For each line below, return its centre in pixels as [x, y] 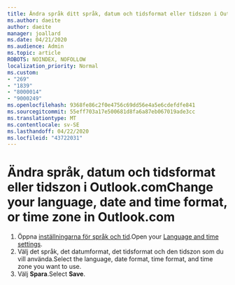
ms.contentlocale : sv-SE [43, 125]
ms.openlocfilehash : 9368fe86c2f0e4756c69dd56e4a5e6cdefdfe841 [101, 105]
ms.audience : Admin [36, 46]
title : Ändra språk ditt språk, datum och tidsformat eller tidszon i [112, 14]
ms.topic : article [34, 53]
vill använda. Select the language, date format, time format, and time [115, 259]
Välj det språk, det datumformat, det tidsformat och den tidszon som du [120, 252]
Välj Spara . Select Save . [51, 274]
